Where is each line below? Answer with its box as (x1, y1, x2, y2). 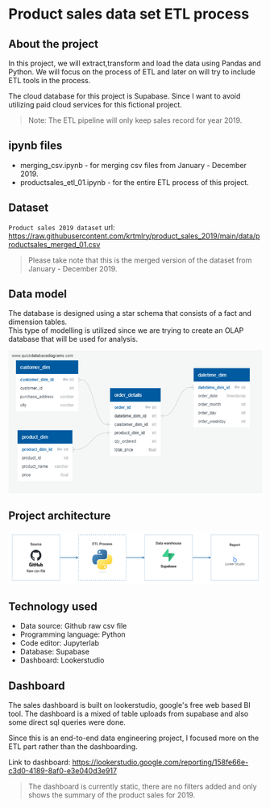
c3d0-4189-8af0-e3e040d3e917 (8, 766, 118, 776)
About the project (8, 37, 99, 51)
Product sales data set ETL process (8, 5, 250, 23)
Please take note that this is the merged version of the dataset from (27, 255, 252, 265)
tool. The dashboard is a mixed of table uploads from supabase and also (8, 709, 249, 719)
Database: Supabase (19, 647, 90, 657)
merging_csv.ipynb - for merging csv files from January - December (19, 160, 247, 170)
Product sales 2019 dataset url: (8, 222, 115, 232)
